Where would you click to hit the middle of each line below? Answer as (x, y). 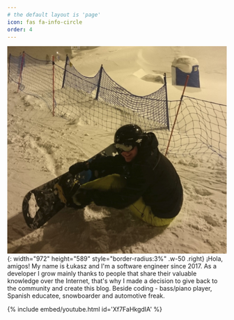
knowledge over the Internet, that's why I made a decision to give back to (112, 281)
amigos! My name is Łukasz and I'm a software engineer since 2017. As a (112, 266)
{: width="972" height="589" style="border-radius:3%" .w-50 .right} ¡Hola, (115, 259)
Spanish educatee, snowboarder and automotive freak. (86, 296)
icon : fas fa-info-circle (45, 22)
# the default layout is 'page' (54, 15)
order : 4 (20, 29)
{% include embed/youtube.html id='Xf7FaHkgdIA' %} (85, 309)
